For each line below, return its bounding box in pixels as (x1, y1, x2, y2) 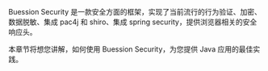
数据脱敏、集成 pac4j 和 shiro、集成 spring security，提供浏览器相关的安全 (8, 17, 258, 27)
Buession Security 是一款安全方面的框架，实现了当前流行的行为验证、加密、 (8, 7, 262, 16)
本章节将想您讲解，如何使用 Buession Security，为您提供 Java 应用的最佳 (8, 44, 253, 54)
